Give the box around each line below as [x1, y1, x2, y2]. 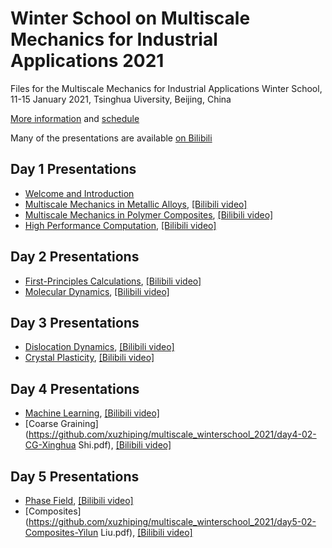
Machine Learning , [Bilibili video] [24, 407, 160, 419]
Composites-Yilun [24, 527, 99, 538]
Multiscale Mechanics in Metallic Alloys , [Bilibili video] [24, 198, 248, 210]
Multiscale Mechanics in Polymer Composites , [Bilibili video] [24, 208, 273, 221]
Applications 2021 [10, 50, 165, 72]
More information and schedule [10, 112, 140, 124]
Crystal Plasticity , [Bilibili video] [24, 352, 155, 364]
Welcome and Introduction [24, 187, 135, 199]
